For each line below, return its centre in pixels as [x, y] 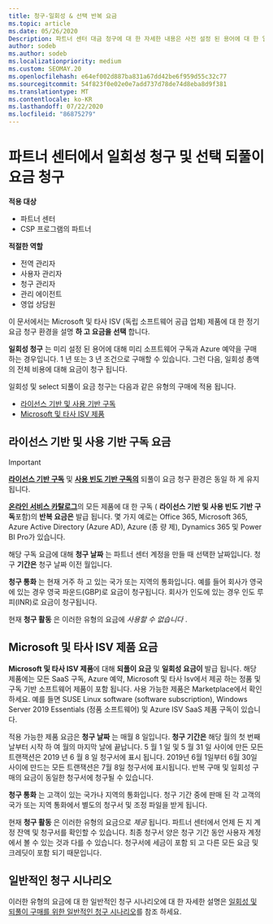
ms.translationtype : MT [49, 92]
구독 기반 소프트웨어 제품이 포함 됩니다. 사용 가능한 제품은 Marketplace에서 [128, 689]
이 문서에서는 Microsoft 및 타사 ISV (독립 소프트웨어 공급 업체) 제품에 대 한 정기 [134, 321]
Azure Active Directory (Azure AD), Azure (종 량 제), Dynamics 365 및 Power [135, 526]
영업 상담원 [38, 304]
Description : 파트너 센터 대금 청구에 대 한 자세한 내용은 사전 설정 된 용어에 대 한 [134, 39]
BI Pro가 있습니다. [37, 537]
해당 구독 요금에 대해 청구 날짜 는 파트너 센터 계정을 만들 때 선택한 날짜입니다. [130, 554]
